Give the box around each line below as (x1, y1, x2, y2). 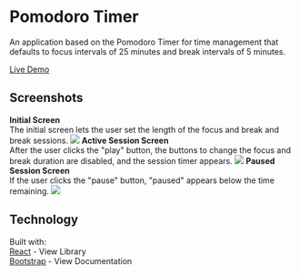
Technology (9, 212, 79, 228)
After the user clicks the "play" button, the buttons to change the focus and (9, 144, 292, 156)
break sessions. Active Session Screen (9, 135, 169, 146)
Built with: (9, 236, 47, 247)
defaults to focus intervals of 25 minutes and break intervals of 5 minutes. (9, 46, 286, 56)
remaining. (9, 185, 50, 197)
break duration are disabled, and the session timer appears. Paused (9, 155, 275, 166)
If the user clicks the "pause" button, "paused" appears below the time (9, 175, 275, 186)
